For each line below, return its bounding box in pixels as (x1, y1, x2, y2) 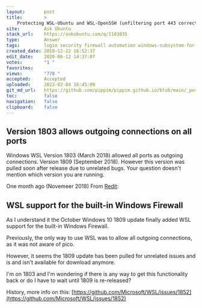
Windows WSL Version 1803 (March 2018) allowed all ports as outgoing (6, 152, 183, 159)
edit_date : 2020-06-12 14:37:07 (6, 54, 96, 60)
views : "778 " (6, 71, 61, 77)
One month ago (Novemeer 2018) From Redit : (6, 183, 119, 190)
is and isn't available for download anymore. (6, 259, 115, 266)
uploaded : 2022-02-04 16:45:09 (6, 82, 96, 88)
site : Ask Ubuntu (6, 25, 71, 32)
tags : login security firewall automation (6, 43, 136, 49)
